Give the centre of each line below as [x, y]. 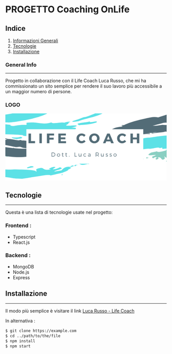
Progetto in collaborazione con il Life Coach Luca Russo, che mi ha [76, 81]
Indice [15, 28]
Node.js [21, 272]
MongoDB [23, 266]
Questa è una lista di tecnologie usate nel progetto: [59, 212]
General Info [21, 65]
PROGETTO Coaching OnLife [68, 9]
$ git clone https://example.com [41, 331]
